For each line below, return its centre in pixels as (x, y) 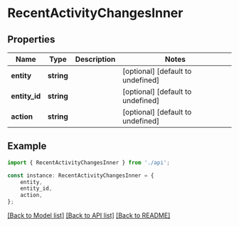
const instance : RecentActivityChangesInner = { (81, 176)
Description (95, 59)
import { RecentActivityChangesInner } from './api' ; (89, 162)
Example (27, 146)
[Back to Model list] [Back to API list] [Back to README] (89, 215)
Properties (31, 39)
